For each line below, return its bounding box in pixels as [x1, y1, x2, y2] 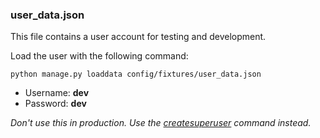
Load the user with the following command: [10, 50, 189, 62]
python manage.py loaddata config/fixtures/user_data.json [10, 69, 262, 80]
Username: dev [24, 87, 90, 99]
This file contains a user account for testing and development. [10, 31, 267, 43]
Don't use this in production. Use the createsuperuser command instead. [10, 117, 312, 129]
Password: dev [24, 98, 87, 110]
